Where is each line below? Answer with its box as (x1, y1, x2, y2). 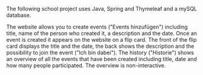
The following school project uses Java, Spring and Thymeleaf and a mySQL (6, 5, 198, 12)
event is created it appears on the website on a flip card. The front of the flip (6, 36, 197, 43)
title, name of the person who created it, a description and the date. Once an (6, 30, 198, 37)
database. (6, 11, 32, 19)
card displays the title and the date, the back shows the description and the (6, 42, 195, 50)
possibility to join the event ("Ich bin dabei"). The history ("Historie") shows (6, 49, 195, 56)
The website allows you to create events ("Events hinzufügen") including (6, 24, 188, 30)
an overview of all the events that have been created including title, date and (6, 56, 197, 62)
